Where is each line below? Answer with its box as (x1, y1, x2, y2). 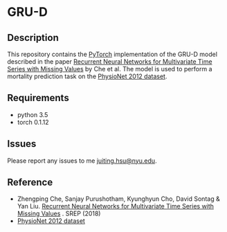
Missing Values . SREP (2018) (17, 209, 101, 218)
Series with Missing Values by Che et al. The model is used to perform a (7, 65, 212, 73)
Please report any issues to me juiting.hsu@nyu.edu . (7, 157, 157, 165)
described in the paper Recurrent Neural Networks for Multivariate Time (7, 57, 212, 66)
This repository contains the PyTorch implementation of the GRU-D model (7, 50, 218, 58)
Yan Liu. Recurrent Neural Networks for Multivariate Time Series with (17, 202, 215, 211)
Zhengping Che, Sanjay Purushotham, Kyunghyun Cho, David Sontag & (17, 195, 220, 203)
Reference (7, 177, 53, 188)
